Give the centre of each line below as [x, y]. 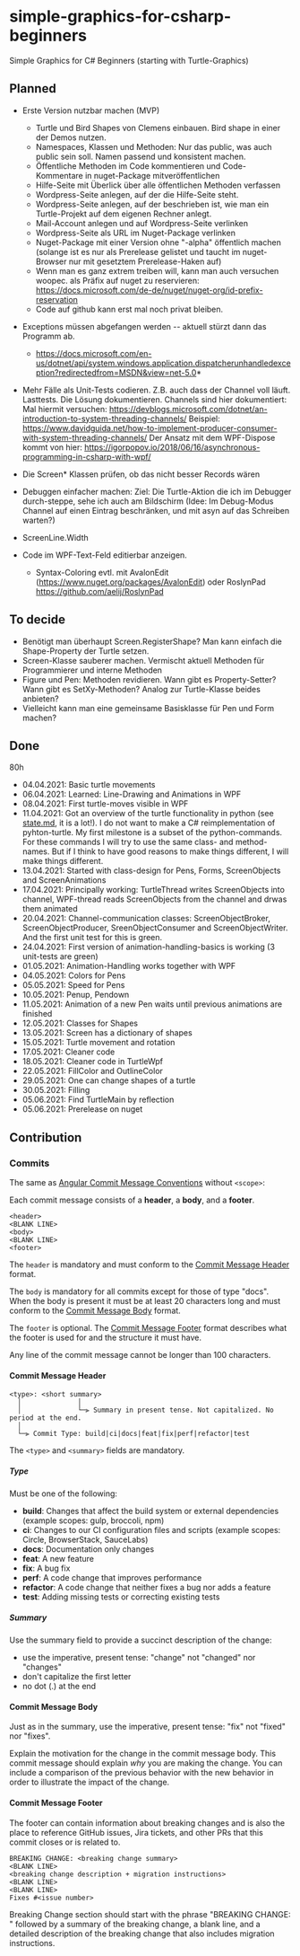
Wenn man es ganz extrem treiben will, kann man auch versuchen [157, 270]
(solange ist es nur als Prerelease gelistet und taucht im [138, 251]
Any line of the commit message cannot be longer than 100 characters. [140, 1355]
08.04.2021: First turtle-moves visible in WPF [105, 804]
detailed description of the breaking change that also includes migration [142, 1934]
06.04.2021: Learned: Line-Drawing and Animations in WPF [132, 794]
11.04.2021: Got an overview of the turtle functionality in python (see [148, 814]
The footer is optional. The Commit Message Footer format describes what [148, 1328]
